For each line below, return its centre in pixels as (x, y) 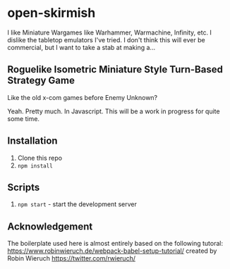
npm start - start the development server (77, 204)
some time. (24, 118)
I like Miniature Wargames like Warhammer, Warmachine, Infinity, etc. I (109, 32)
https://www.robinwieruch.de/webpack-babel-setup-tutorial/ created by (112, 251)
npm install (35, 166)
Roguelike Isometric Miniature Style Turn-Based (115, 69)
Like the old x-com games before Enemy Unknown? (83, 97)
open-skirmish (52, 13)
